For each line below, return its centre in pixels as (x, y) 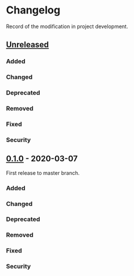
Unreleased (28, 45)
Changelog (33, 10)
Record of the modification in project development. (67, 26)
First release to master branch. (43, 172)
